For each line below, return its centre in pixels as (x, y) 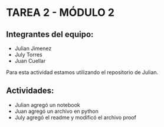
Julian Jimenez (33, 48)
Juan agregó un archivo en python (56, 111)
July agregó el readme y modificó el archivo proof (76, 117)
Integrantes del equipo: (50, 34)
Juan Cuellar (30, 61)
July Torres (28, 55)
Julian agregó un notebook (47, 105)
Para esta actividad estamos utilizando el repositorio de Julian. (82, 72)
